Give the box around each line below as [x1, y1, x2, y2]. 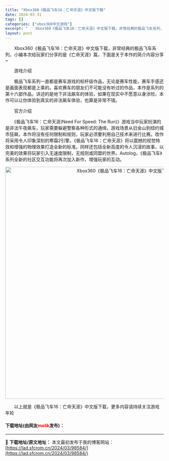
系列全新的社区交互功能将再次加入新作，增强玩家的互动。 [5, 157, 124, 162]
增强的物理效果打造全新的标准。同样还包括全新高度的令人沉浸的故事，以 [14, 144, 164, 150]
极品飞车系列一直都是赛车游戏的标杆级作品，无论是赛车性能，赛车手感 [14, 79, 159, 84]
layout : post [5, 31, 33, 36]
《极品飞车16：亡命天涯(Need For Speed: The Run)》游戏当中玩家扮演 [14, 119, 157, 124]
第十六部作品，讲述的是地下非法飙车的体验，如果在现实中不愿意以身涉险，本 [5, 91, 164, 97]
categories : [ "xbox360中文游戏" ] [5, 21, 72, 27]
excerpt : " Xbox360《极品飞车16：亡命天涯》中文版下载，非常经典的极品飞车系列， [5, 26, 164, 31]
